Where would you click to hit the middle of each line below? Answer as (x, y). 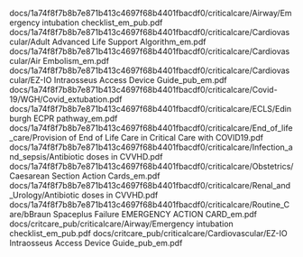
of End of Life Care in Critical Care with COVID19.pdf (166, 138)
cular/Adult (30, 41)
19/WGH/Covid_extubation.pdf (66, 99)
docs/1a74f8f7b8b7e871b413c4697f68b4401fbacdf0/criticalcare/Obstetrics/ (151, 166)
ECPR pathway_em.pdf (75, 118)
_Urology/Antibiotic (45, 195)
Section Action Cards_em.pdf (106, 176)
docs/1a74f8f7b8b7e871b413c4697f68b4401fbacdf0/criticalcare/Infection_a (151, 147)
